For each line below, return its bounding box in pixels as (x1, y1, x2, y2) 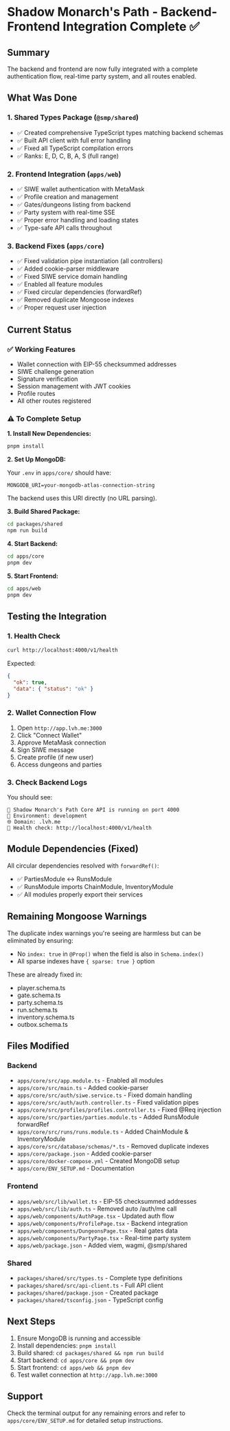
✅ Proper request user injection (16, 304, 106, 312)
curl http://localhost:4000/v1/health (7, 647, 118, 654)
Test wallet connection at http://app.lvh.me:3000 (16, 1370, 158, 1379)
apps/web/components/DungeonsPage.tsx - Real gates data (16, 1226, 179, 1235)
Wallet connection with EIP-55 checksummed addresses (16, 359, 177, 368)
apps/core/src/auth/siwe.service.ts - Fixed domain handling (16, 1091, 192, 1099)
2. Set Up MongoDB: (7, 455, 67, 463)
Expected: (7, 659, 36, 667)
